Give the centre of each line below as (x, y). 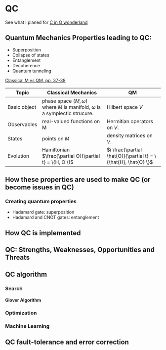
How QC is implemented (43, 233)
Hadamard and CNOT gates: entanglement (56, 218)
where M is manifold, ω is (71, 107)
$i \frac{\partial (124, 150)
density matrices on (130, 135)
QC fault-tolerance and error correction (67, 342)
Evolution (19, 156)
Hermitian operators (130, 121)
